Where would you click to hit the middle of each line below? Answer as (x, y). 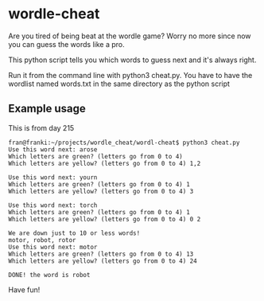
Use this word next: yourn (53, 177)
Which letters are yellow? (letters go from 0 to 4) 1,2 (105, 163)
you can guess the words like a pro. (66, 44)
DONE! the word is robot (49, 275)
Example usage (47, 109)
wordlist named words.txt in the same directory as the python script (119, 84)
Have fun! (24, 289)
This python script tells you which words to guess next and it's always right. (132, 60)
